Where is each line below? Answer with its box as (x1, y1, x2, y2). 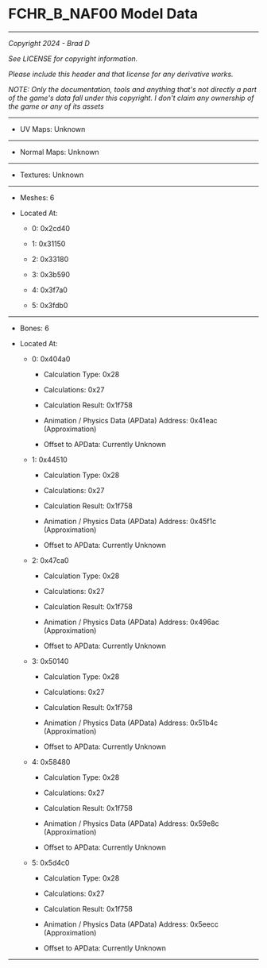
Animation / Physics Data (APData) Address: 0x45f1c (43, 516, 217, 526)
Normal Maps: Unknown (19, 147, 99, 156)
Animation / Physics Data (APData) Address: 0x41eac (43, 415, 218, 425)
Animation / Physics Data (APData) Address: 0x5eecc (43, 919, 219, 929)
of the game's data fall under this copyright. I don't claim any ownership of (8, 93, 254, 102)
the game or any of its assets (8, 101, 105, 111)
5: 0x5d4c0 (31, 858, 70, 867)
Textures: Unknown (19, 170, 84, 179)
